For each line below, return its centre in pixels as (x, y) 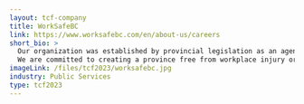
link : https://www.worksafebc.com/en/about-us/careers (115, 34)
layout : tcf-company (48, 18)
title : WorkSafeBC (44, 26)
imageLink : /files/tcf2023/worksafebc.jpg (90, 69)
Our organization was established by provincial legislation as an (147, 52)
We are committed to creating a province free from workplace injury (151, 60)
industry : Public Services (60, 77)
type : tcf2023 (36, 85)
